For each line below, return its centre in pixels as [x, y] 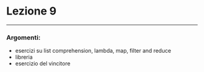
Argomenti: [23, 38]
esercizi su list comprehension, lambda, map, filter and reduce [93, 51]
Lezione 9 [31, 11]
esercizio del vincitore [43, 64]
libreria [24, 57]
